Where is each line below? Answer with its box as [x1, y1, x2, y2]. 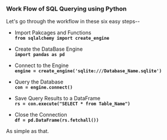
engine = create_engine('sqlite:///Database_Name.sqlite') [14, 68, 162, 74]
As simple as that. [6, 128, 49, 135]
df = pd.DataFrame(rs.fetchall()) [14, 117, 99, 124]
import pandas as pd [14, 52, 65, 58]
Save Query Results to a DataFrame [14, 95, 101, 102]
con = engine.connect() [14, 85, 73, 90]
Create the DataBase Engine [14, 45, 83, 52]
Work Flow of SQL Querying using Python [6, 5, 127, 13]
